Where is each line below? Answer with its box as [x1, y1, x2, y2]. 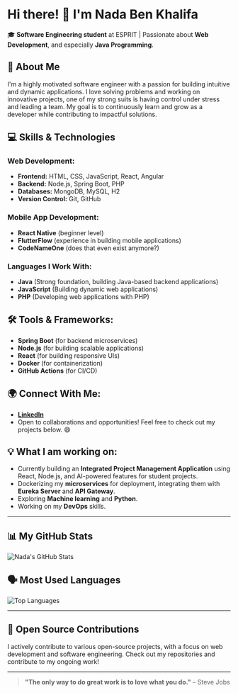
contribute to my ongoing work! [7, 657, 99, 665]
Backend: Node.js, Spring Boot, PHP [17, 180, 125, 188]
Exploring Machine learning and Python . [17, 495, 138, 503]
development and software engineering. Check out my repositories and [7, 650, 215, 658]
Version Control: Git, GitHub [17, 195, 101, 203]
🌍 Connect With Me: [7, 388, 101, 400]
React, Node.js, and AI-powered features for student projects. [17, 472, 198, 480]
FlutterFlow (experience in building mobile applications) [17, 236, 182, 244]
